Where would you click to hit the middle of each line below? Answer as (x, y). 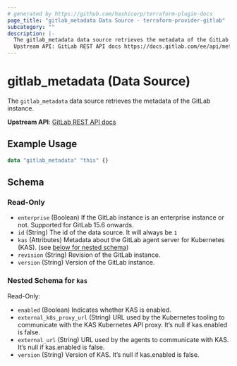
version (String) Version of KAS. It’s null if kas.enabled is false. (108, 354)
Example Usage (42, 144)
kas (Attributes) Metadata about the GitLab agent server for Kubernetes (121, 240)
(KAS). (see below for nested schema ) (73, 248)
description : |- (31, 33)
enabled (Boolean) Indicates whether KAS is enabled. (94, 310)
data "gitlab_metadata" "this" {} (58, 160)
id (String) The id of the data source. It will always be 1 (97, 232)
